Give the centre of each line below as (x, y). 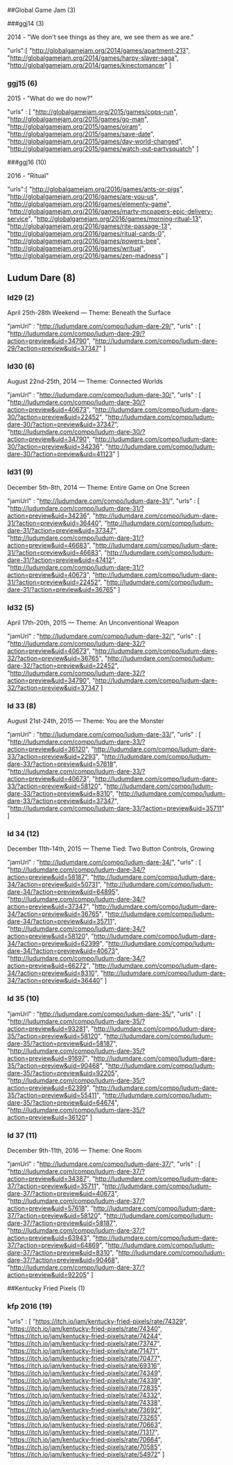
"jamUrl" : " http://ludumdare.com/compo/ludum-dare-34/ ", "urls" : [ (104, 863)
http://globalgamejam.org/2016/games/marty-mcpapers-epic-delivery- (112, 211)
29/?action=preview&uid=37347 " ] (57, 348)
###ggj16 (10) (27, 162)
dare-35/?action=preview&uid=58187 (60, 1043)
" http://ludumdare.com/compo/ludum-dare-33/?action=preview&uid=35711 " (116, 808)
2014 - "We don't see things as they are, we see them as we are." (101, 37)
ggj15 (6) (23, 83)
